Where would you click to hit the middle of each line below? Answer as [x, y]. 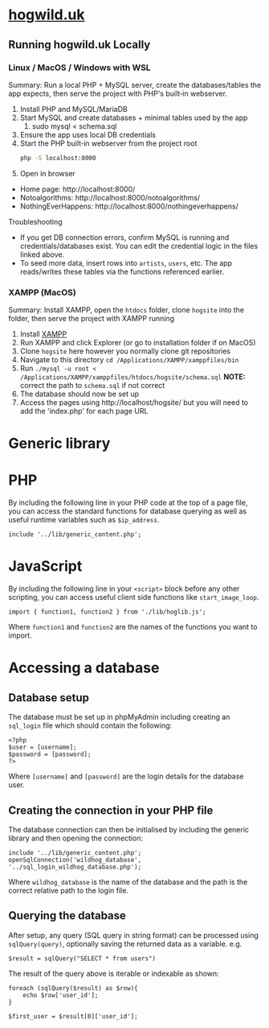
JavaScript [45, 566]
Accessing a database [84, 668]
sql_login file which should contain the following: [90, 725]
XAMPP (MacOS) [42, 292]
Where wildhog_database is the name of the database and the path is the [128, 881]
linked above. [42, 254]
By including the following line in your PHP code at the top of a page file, [128, 503]
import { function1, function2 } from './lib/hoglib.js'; [107, 612]
